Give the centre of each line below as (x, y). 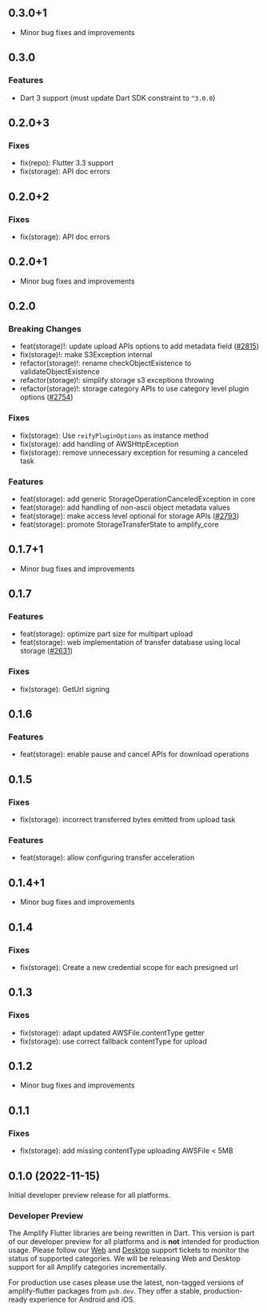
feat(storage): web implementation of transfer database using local (130, 642)
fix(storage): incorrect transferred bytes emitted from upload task (128, 820)
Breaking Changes (45, 329)
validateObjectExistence (60, 372)
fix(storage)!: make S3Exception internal (86, 355)
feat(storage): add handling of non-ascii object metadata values (125, 507)
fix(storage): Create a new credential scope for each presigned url (129, 967)
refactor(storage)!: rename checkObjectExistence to (106, 364)
